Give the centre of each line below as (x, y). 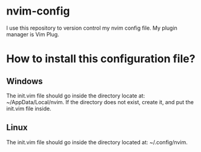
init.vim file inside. (29, 108)
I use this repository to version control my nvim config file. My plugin (92, 28)
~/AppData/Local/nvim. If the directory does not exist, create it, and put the (100, 102)
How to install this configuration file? (101, 59)
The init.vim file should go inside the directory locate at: (76, 96)
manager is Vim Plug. (33, 34)
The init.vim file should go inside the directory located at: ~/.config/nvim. (97, 142)
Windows (25, 81)
